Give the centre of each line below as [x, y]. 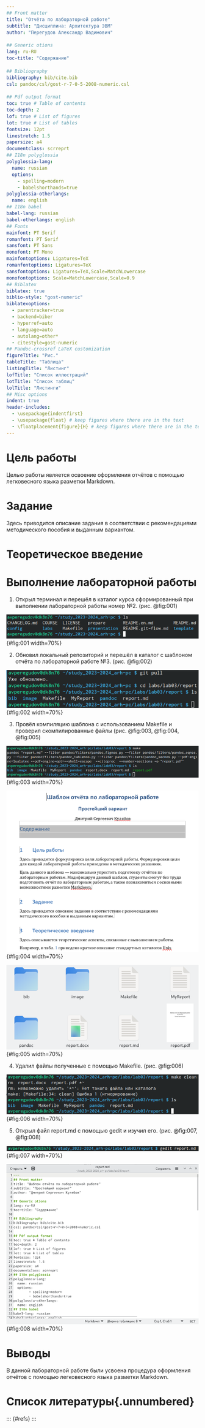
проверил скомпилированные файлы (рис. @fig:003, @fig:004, [97, 731]
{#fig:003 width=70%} [35, 782]
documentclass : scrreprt [38, 149]
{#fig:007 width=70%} [34, 1156]
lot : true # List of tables [42, 123]
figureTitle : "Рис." [33, 355]
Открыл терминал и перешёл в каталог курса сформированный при [104, 599]
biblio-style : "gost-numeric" [45, 297]
